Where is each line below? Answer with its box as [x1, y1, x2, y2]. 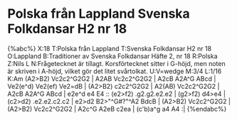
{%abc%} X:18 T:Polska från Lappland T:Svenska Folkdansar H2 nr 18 [7, 44, 212, 53]
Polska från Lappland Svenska [7, 6, 190, 22]
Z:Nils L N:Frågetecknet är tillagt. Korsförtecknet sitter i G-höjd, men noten [7, 59, 226, 67]
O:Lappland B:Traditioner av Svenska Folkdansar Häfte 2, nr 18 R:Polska [7, 52, 218, 60]
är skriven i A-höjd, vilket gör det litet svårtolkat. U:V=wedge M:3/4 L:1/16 [7, 67, 222, 75]
